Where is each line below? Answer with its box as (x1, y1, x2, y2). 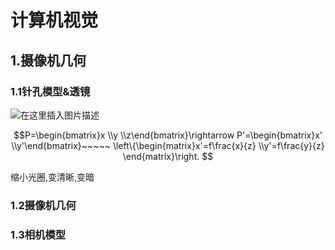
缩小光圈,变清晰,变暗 (10, 171, 95, 183)
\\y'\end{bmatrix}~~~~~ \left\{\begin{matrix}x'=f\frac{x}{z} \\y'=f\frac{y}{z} (11, 139, 325, 151)
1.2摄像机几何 (10, 198, 77, 212)
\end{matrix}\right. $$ (122, 150, 214, 162)
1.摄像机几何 (10, 52, 87, 69)
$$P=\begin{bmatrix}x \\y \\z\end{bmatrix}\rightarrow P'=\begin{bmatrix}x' (13, 129, 323, 141)
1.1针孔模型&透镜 (10, 84, 91, 98)
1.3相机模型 (10, 227, 67, 241)
